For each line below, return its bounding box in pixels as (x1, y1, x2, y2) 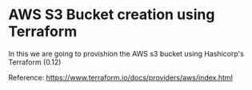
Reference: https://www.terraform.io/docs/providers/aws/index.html (8, 72, 234, 82)
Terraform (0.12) (8, 57, 62, 67)
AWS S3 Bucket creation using (8, 6, 215, 24)
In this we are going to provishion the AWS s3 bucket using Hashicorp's (8, 49, 244, 58)
